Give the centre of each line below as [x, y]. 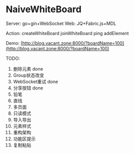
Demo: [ [14, 43]
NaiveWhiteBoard [44, 9]
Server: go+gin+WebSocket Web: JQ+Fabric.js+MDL [61, 23]
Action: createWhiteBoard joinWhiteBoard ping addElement [67, 33]
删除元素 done [28, 69]
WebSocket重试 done [36, 81]
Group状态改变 [29, 75]
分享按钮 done [28, 88]
